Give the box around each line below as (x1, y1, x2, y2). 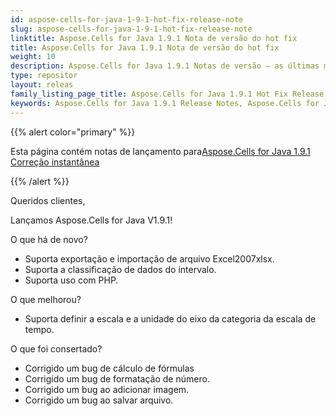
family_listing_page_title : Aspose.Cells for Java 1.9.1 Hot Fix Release (10, 89, 325, 99)
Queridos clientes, (10, 194, 86, 206)
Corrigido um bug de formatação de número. (24, 372, 210, 385)
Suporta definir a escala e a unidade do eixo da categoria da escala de (24, 312, 317, 325)
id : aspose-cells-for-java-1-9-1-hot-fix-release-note (10, 14, 244, 25)
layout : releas (10, 80, 74, 90)
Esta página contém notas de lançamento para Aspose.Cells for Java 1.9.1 (10, 145, 311, 157)
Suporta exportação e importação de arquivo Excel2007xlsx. (24, 252, 275, 265)
